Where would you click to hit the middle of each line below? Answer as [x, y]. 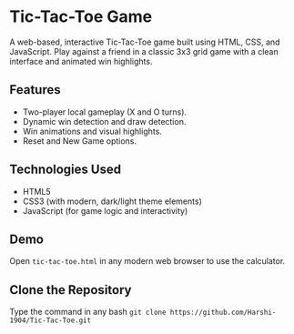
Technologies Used [65, 170]
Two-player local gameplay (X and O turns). [105, 112]
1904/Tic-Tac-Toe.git [51, 320]
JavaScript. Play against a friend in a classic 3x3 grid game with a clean [144, 51]
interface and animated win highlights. [81, 61]
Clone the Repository [71, 290]
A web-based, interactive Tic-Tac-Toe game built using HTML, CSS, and [145, 42]
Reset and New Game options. [80, 141]
